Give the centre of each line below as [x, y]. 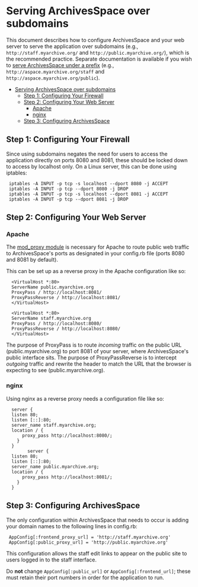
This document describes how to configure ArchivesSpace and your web [95, 40]
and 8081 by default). [32, 260]
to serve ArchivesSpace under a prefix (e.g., [60, 65]
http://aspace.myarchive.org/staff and [55, 71]
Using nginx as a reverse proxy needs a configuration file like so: [85, 398]
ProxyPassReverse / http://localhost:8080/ [66, 329]
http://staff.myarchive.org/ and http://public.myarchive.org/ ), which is [98, 52]
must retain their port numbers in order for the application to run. [85, 578]
